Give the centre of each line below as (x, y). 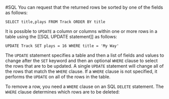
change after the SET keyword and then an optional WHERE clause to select (82, 61)
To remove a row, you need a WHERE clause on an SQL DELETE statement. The (84, 86)
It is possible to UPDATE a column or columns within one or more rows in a (81, 31)
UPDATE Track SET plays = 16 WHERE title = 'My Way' (62, 46)
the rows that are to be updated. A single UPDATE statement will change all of (84, 66)
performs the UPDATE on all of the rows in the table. (58, 77)
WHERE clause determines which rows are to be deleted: (63, 92)
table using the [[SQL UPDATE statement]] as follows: (61, 37)
